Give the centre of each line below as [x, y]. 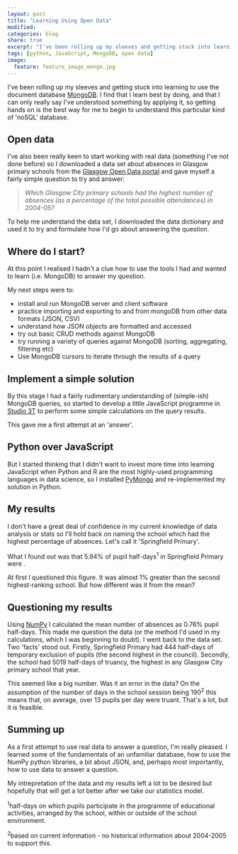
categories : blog [33, 34]
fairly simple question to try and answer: [66, 179]
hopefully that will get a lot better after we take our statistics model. [106, 790]
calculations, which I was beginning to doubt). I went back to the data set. [115, 640]
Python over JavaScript [61, 447]
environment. [27, 821]
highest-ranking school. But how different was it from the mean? [101, 585]
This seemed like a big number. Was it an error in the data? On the [104, 684]
